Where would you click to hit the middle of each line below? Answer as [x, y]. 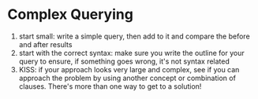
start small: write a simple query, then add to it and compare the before [134, 36]
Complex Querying [70, 15]
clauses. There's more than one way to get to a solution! [110, 86]
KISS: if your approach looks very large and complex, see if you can [129, 69]
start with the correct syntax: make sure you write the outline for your [132, 53]
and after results [45, 44]
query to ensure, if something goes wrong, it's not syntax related [124, 61]
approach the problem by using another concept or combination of [127, 78]
